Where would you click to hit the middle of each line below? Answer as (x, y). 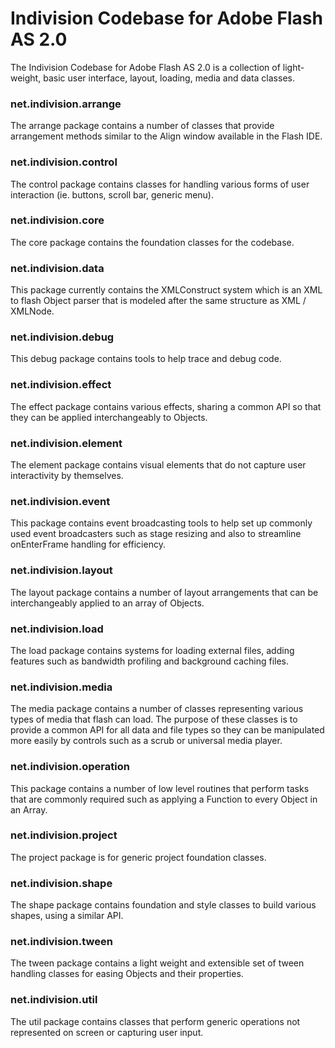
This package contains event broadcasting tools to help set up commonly (161, 523)
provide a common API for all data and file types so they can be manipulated (167, 730)
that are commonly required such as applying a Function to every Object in (164, 799)
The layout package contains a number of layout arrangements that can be (164, 592)
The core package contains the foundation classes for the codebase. (152, 242)
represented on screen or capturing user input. (107, 1032)
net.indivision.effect (61, 385)
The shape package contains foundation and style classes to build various (163, 905)
